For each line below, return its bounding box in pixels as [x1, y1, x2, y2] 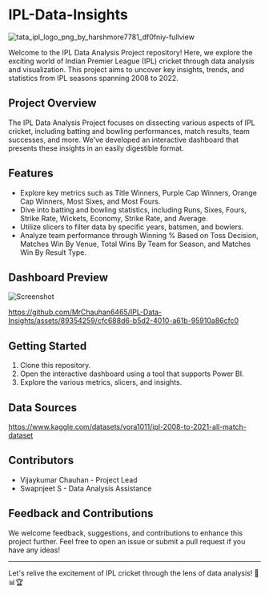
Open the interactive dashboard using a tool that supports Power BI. [19, 369, 244, 378]
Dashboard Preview [8, 270, 109, 284]
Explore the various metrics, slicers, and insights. [19, 378, 183, 387]
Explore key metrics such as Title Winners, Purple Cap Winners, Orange [19, 188, 258, 197]
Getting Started [8, 339, 87, 353]
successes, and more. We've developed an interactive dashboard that [8, 135, 239, 144]
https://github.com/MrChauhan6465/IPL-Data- [8, 307, 163, 317]
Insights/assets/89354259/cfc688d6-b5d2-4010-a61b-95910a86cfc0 [8, 316, 239, 325]
